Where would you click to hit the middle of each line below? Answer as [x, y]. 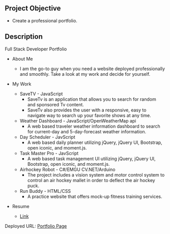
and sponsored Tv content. [56, 104]
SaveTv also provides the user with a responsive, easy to [87, 110]
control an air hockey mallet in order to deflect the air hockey [91, 180]
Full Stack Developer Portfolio [36, 49]
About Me [23, 58]
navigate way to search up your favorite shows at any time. [89, 115]
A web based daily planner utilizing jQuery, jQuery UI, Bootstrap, [95, 142]
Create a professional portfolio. [45, 20]
